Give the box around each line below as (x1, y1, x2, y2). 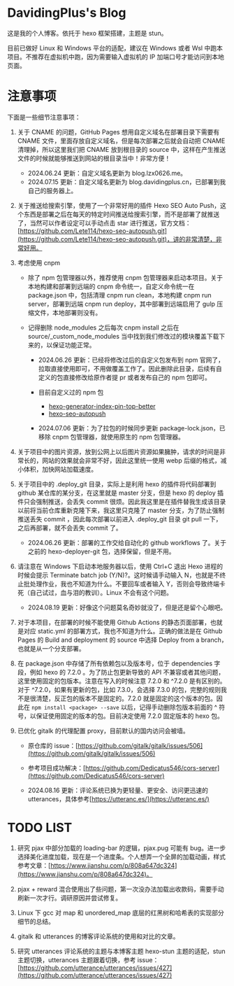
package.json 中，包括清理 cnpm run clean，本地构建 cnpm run (27, 290, 212, 299)
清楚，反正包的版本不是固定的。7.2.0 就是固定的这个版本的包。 (36, 694, 217, 703)
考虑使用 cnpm (17, 258, 61, 267)
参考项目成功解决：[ (27, 763, 86, 772)
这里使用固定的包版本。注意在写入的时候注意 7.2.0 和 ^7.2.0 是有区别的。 (17, 677, 226, 685)
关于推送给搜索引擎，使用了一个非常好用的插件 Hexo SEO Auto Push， (17, 201, 221, 209)
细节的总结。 (17, 917, 54, 925)
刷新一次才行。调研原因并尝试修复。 (17, 894, 122, 902)
